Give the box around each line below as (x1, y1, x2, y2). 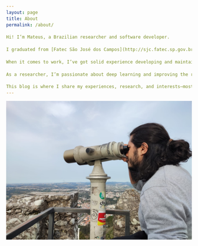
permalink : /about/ (6, 22, 54, 28)
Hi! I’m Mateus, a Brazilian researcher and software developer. (6, 34, 170, 41)
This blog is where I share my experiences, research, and (6, 84, 154, 90)
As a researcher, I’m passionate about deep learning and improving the (6, 71, 189, 77)
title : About (6, 15, 38, 22)
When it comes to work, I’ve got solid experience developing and (6, 59, 173, 65)
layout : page (6, 9, 38, 15)
